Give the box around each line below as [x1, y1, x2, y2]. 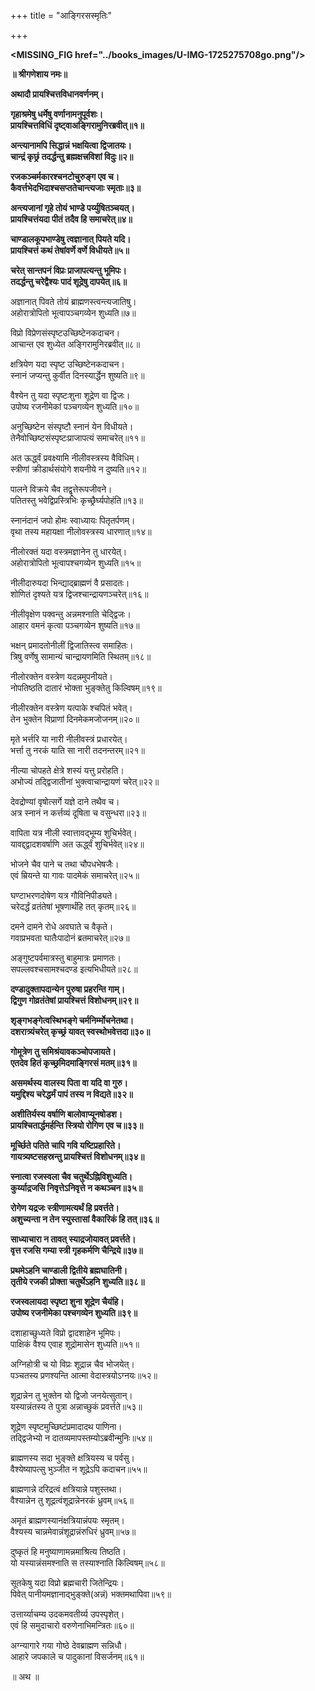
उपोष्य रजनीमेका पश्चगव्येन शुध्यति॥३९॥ [10, 1307, 138, 1319]
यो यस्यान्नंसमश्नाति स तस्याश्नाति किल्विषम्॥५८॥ [10, 1557, 165, 1569]
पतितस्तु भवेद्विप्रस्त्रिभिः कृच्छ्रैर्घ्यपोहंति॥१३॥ [10, 495, 144, 506]
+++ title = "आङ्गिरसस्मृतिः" [10, 10, 112, 21]
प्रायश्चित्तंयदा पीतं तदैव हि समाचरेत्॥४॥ [10, 213, 133, 225]
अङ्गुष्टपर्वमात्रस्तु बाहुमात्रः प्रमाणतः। [10, 952, 122, 964]
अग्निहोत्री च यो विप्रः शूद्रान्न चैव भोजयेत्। [10, 1358, 135, 1370]
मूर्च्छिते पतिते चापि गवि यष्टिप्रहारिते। [10, 1140, 122, 1151]
